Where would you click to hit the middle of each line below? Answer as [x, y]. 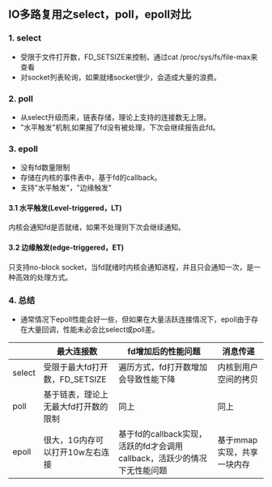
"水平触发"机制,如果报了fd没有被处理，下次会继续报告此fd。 [120, 127]
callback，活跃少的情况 [163, 458]
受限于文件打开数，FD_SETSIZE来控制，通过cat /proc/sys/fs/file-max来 [139, 57]
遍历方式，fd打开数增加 [163, 367]
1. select [25, 38]
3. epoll [23, 148]
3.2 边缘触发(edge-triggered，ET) [66, 248]
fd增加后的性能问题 [164, 351]
